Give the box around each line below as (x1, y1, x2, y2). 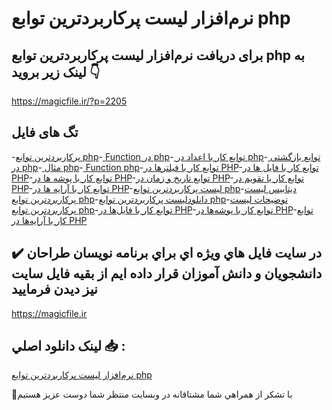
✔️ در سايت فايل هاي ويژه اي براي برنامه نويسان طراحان (11, 245, 323, 262)
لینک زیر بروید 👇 (11, 63, 101, 81)
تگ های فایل (11, 124, 79, 141)
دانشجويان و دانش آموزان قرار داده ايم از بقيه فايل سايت (11, 265, 323, 282)
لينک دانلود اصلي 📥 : (11, 338, 126, 355)
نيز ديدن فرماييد (11, 281, 98, 298)
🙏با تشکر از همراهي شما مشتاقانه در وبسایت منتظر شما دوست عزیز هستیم (11, 388, 293, 401)
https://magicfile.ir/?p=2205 (11, 95, 128, 107)
